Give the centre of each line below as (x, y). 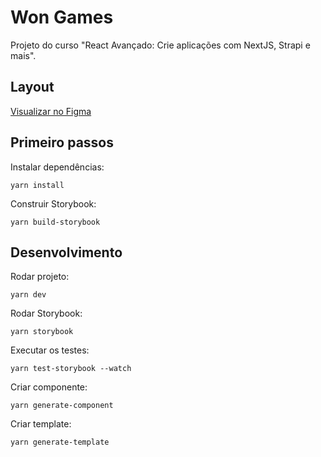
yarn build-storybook (55, 222)
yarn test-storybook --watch (71, 369)
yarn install (37, 185)
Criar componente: (49, 387)
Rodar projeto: (40, 277)
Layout (32, 87)
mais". (23, 55)
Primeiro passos (62, 142)
